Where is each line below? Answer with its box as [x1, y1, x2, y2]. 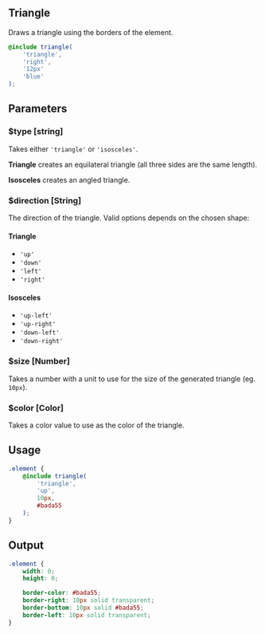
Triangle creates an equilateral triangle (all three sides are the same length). [8, 159, 258, 169]
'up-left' [19, 312, 53, 320]
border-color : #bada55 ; [22, 589, 102, 597]
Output [8, 538, 44, 553]
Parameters [8, 102, 68, 116]
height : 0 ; [22, 574, 59, 583]
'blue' [22, 73, 45, 81]
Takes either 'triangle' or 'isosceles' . [8, 144, 138, 154]
